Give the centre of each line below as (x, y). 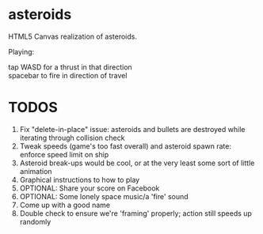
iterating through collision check (72, 138)
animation (36, 171)
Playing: (21, 51)
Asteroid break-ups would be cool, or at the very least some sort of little (137, 163)
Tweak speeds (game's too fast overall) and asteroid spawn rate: (126, 146)
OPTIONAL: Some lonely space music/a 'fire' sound (104, 196)
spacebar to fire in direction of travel (68, 75)
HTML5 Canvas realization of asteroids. (72, 36)
